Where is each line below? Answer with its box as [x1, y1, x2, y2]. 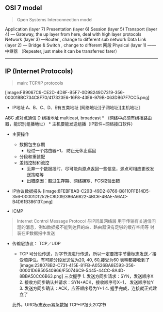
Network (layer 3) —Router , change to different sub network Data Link [5, 36, 147, 42]
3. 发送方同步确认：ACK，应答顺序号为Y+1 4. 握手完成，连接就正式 [19, 285, 153, 291]
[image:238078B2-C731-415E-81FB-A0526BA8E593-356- [19, 262, 136, 268]
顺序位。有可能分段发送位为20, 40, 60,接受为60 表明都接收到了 [23, 257, 150, 263]
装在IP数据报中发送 [16, 230, 55, 236]
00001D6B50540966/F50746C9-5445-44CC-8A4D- [19, 267, 126, 273]
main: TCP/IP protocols [16, 80, 64, 86]
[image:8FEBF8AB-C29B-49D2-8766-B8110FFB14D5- [43, 188, 151, 194]
